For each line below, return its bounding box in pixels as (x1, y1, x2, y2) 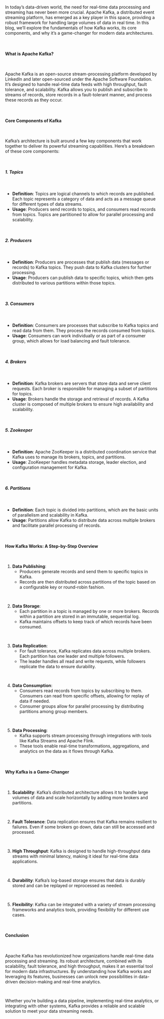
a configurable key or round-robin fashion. (19, 584, 105, 590)
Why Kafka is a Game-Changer (5, 769, 69, 775)
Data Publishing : (12, 564, 46, 569)
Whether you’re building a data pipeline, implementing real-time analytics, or (5, 997, 159, 1003)
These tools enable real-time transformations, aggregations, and (19, 743, 149, 749)
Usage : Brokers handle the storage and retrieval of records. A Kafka (12, 396, 149, 402)
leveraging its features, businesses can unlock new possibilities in (5, 974, 138, 979)
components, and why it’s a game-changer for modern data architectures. (5, 30, 154, 36)
